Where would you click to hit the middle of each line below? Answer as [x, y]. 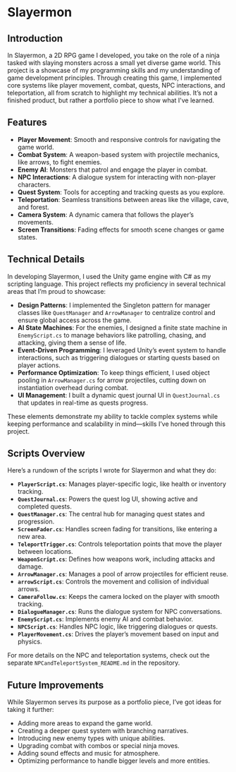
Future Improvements [56, 685]
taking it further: [31, 710]
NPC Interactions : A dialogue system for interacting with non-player [117, 177]
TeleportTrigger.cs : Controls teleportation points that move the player [120, 544]
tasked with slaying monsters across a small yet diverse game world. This [114, 63]
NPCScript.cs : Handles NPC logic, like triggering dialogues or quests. [118, 626]
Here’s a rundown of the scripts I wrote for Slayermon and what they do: [112, 470]
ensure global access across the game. [74, 320]
